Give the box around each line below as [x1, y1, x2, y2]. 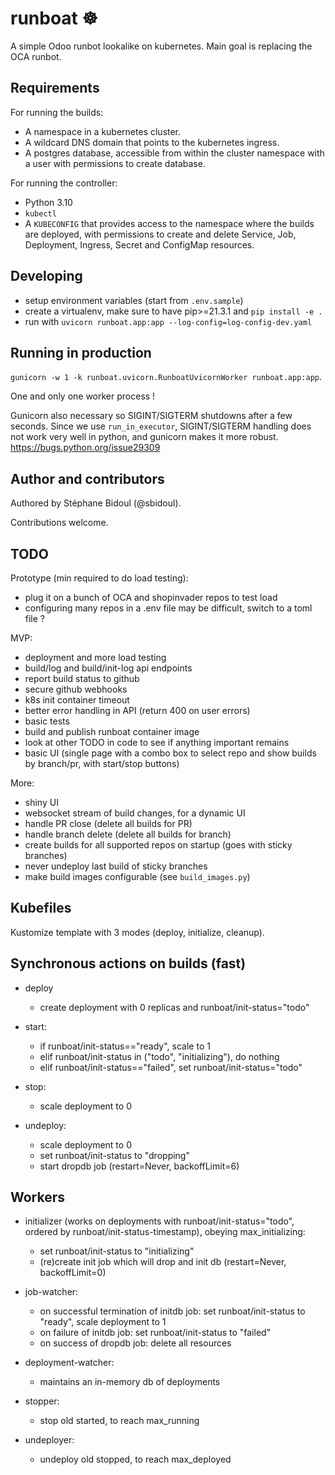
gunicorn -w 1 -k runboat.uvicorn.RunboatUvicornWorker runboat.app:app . [10, 371, 323, 383]
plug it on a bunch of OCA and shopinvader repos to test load [24, 592, 278, 603]
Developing [10, 268, 83, 285]
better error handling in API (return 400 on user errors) [24, 705, 251, 716]
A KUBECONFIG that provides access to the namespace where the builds [24, 217, 315, 229]
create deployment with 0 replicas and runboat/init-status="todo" [39, 1001, 310, 1013]
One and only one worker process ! [10, 390, 156, 402]
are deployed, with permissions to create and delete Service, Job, [24, 228, 297, 240]
